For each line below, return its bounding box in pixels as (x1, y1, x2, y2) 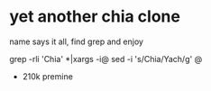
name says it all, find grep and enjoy (9, 36, 144, 47)
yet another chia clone (9, 6, 180, 27)
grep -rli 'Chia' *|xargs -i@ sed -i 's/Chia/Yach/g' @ (9, 53, 203, 64)
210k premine (22, 70, 74, 82)
